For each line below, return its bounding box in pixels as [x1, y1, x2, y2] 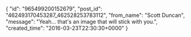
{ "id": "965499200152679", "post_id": [5, 5, 103, 12]
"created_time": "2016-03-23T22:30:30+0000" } [5, 24, 128, 32]
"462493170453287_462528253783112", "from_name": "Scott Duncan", [5, 12, 185, 19]
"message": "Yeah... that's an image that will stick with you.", [5, 18, 158, 25]
